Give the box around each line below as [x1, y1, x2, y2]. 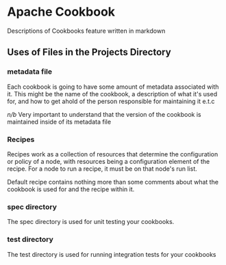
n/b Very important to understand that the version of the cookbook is [7, 110, 201, 118]
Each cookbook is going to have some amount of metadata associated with [7, 83, 219, 91]
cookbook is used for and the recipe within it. [7, 185, 135, 193]
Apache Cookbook [7, 4, 115, 20]
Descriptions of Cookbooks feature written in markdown [7, 27, 166, 35]
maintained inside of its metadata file [7, 117, 112, 126]
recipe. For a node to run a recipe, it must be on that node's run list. [7, 165, 197, 173]
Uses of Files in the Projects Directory [7, 46, 171, 58]
